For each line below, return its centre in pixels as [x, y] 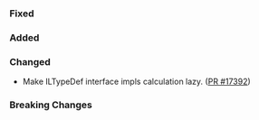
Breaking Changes [51, 105]
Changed [30, 61]
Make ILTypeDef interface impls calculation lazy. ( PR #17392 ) [136, 82]
